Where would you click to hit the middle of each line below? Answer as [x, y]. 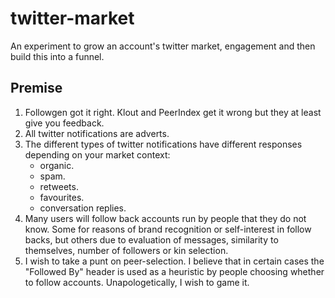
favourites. [62, 197]
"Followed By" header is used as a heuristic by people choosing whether [174, 271]
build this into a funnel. [57, 56]
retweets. [59, 186]
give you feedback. [64, 123]
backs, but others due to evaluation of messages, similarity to [151, 239]
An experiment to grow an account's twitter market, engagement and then [163, 46]
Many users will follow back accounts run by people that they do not [165, 218]
